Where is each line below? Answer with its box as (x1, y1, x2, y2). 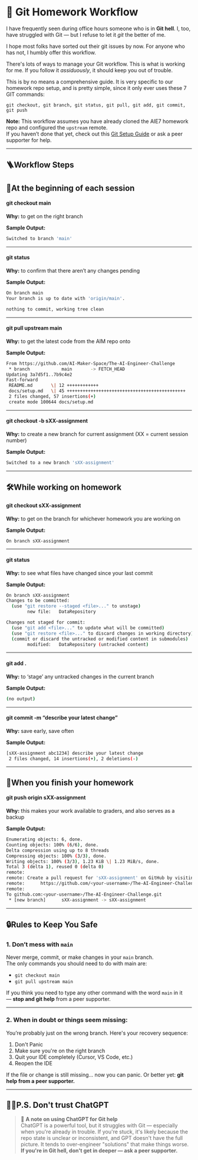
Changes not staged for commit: (6, 619, 85, 626)
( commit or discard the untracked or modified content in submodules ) (11, 636, 189, 642)
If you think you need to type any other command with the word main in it (6, 989, 183, 996)
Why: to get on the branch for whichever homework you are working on (6, 515, 181, 522)
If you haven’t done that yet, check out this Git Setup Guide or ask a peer (6, 130, 183, 137)
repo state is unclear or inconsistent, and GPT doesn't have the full (20, 1135, 183, 1142)
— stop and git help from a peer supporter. (6, 996, 111, 1003)
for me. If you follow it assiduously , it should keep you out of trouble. (6, 66, 173, 73)
